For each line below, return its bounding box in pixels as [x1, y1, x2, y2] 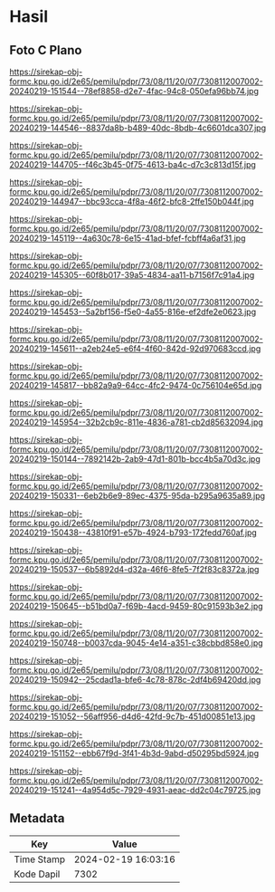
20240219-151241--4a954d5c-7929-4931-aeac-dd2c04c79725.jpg [9, 785, 261, 795]
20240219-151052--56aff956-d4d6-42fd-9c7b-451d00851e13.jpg [9, 711, 256, 722]
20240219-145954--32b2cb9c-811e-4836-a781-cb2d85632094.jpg [9, 417, 264, 427]
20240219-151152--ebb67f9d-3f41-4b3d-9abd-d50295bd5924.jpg [9, 748, 260, 758]
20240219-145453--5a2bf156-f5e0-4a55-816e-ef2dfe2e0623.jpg [9, 306, 256, 317]
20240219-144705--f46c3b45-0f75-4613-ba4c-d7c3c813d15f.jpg [9, 159, 256, 169]
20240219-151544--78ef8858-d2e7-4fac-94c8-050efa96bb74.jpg [9, 86, 260, 96]
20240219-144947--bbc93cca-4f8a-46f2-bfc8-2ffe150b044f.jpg [9, 197, 255, 206]
